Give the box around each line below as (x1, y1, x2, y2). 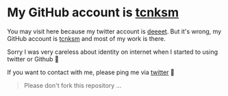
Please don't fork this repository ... (23, 81, 122, 89)
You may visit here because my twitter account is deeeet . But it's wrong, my (7, 27, 222, 35)
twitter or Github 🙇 (7, 54, 60, 63)
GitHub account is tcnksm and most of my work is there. (7, 34, 166, 42)
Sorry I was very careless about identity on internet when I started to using (7, 48, 218, 56)
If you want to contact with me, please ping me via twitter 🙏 (7, 68, 175, 76)
